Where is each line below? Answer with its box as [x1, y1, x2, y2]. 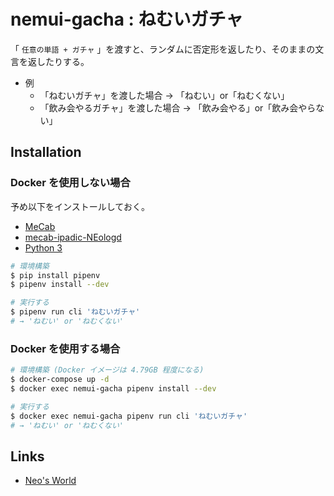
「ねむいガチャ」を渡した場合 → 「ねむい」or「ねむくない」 [39, 89, 290, 101]
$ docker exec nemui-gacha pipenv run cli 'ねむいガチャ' [10, 411, 248, 421]
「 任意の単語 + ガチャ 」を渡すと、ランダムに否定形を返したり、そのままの [10, 43, 316, 55]
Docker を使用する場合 [10, 341, 121, 355]
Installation [10, 144, 82, 161]
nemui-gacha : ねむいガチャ [10, 8, 244, 31]
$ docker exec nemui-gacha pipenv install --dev [10, 383, 217, 394]
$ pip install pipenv [10, 270, 101, 280]
